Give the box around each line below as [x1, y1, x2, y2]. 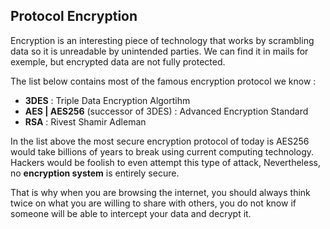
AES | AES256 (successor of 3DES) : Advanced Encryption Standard [24, 105, 309, 117]
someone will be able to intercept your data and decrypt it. [10, 207, 252, 219]
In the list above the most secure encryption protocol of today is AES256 [10, 135, 310, 147]
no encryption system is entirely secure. [10, 167, 180, 179]
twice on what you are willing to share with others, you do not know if [10, 197, 297, 209]
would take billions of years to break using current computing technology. [10, 145, 315, 158]
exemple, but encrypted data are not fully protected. [10, 55, 226, 68]
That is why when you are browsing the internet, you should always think [10, 186, 311, 198]
